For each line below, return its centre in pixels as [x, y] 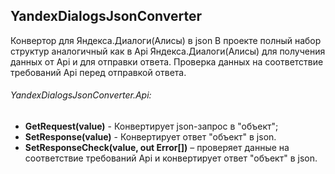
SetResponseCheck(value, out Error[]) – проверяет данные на [157, 148]
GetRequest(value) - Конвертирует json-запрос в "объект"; [151, 126]
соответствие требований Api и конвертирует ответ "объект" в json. [171, 158]
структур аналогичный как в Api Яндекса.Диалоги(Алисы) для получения [168, 51]
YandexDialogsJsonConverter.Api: [81, 95]
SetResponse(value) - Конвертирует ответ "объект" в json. [150, 137]
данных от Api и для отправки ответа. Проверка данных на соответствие [167, 61]
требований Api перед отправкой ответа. [98, 72]
